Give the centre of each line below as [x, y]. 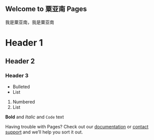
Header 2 [20, 61]
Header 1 [24, 43]
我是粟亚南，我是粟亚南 [30, 22]
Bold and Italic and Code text [35, 117]
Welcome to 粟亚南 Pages [46, 9]
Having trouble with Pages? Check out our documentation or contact [77, 126]
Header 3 [17, 76]
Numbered [24, 102]
